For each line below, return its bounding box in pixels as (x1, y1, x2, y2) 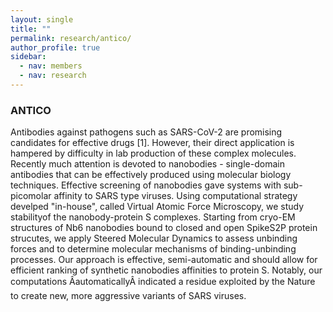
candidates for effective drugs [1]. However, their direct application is (10, 137, 295, 149)
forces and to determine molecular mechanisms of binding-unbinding (10, 243, 297, 255)
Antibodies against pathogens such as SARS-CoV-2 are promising (10, 126, 283, 138)
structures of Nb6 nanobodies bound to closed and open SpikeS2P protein (10, 222, 318, 234)
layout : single (10, 14, 74, 25)
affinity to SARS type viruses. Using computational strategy (53, 190, 298, 202)
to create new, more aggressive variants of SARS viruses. (10, 290, 247, 302)
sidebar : (10, 52, 47, 62)
